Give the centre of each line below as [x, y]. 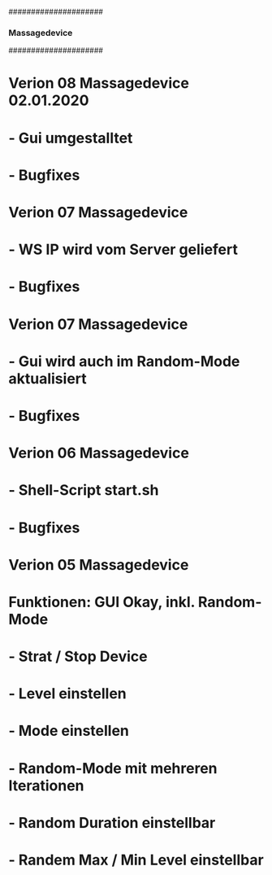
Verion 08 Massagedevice [99, 83]
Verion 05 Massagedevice [99, 564]
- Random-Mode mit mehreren [113, 768]
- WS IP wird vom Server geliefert [123, 249]
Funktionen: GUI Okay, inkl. [101, 602]
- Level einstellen [68, 694]
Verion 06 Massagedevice [99, 453]
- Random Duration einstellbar [112, 822]
